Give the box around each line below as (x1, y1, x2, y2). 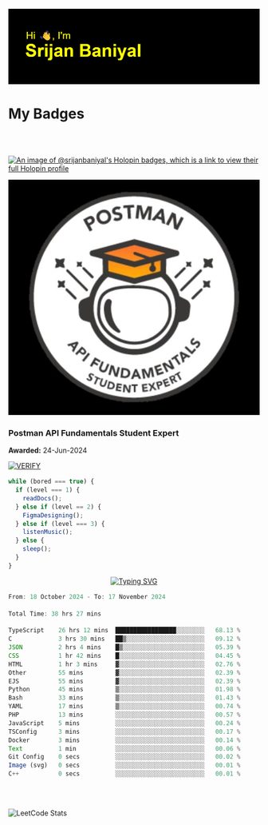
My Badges (8, 105, 85, 123)
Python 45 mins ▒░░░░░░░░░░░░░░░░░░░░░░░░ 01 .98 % (8, 685, 241, 694)
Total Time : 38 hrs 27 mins (8, 609, 102, 618)
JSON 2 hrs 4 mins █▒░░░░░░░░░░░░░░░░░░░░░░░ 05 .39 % (8, 644, 241, 652)
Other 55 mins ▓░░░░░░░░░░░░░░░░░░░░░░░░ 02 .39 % (8, 668, 241, 676)
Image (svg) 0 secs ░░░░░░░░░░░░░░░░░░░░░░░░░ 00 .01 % (8, 761, 241, 770)
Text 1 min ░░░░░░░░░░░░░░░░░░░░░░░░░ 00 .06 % (8, 744, 241, 752)
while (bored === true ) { (8, 477, 94, 486)
